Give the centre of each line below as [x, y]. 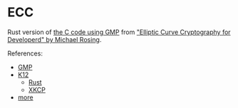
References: [25, 53]
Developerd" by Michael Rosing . [55, 39]
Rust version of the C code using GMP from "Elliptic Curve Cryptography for [119, 32]
